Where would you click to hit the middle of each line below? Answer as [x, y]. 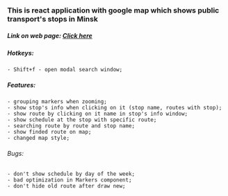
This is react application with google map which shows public [113, 10]
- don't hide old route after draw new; [67, 186]
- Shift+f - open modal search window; [65, 70]
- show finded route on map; [49, 132]
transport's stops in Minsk [53, 19]
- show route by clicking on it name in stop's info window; [98, 114]
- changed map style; [39, 138]
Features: [22, 84]
